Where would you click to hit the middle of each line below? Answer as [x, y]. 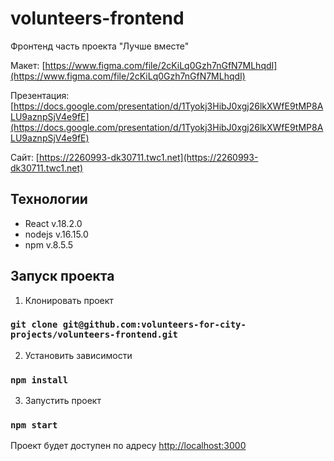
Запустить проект [63, 401]
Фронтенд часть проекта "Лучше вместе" [100, 46]
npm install [39, 380]
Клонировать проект [69, 300]
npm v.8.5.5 [49, 244]
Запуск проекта [62, 276]
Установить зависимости [78, 355]
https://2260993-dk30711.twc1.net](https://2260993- [148, 157]
